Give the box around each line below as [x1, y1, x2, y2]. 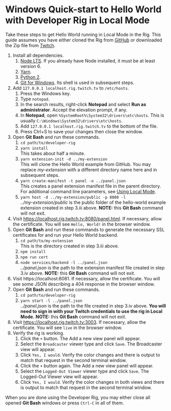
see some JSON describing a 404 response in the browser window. [12, 281, 155, 287]
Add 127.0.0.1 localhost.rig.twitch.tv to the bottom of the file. [20, 123, 158, 129]
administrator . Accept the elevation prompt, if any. [20, 107, 128, 113]
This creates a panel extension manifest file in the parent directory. [20, 183, 161, 189]
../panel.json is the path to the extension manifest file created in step [20, 264, 165, 271]
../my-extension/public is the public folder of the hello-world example [20, 199, 166, 205]
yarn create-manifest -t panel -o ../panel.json [20, 178, 126, 183]
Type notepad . [20, 96, 50, 102]
